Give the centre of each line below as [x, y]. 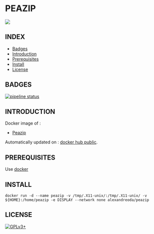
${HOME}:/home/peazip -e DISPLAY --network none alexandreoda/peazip [77, 200]
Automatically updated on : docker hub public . [51, 142]
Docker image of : [23, 123]
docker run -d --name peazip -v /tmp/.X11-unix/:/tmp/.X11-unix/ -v [76, 196]
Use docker [17, 169]
